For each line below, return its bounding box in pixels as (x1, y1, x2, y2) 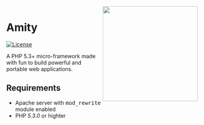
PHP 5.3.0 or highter (15, 112, 66, 119)
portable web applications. (6, 65, 73, 72)
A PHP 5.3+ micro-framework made (6, 52, 96, 59)
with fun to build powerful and (6, 59, 82, 66)
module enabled (15, 106, 56, 113)
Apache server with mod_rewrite (15, 99, 101, 106)
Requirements (6, 83, 61, 93)
